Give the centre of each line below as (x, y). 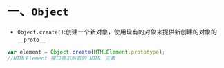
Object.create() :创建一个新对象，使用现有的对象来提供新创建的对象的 (117, 32)
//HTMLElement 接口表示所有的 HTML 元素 (62, 58)
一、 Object (38, 11)
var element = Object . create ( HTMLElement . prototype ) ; (86, 52)
